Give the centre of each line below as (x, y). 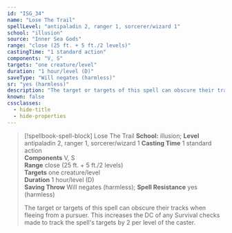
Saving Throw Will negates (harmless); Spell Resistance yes (111, 187)
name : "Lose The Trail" (41, 20)
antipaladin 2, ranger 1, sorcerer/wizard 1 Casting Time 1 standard (118, 143)
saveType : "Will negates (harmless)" (61, 78)
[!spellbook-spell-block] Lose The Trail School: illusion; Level (112, 136)
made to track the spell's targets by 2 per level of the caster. (109, 222)
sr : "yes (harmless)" (38, 84)
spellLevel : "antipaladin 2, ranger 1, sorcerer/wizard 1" (94, 26)
